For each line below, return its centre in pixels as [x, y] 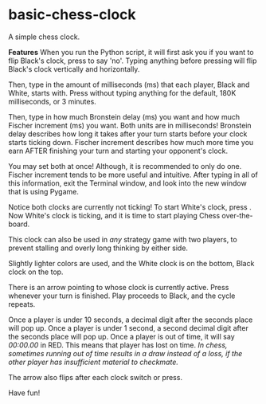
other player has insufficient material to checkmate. [94, 362]
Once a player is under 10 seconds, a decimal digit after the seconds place [131, 320]
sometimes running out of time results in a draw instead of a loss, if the [125, 353]
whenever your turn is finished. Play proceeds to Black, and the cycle [122, 296]
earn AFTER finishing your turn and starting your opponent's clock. [118, 151]
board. [19, 224]
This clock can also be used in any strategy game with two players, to [123, 239]
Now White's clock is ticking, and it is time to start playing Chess [114, 215]
